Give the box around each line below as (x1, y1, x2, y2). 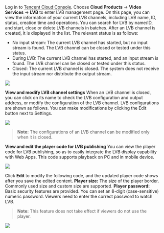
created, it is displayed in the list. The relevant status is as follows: (5, 30, 139, 36)
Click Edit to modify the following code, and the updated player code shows (5, 173, 158, 178)
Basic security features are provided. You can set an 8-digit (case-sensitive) (5, 188, 159, 194)
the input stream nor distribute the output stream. (12, 71, 112, 76)
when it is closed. (17, 134, 53, 140)
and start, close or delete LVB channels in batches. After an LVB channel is (5, 25, 156, 31)
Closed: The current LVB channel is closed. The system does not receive (12, 66, 159, 71)
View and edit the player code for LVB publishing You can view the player (5, 144, 156, 149)
